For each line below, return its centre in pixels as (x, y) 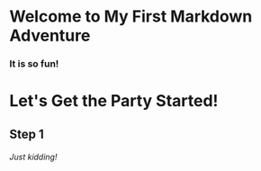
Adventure (50, 36)
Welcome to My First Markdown (131, 17)
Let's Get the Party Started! (114, 101)
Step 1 (27, 134)
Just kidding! (33, 157)
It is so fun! (34, 64)
